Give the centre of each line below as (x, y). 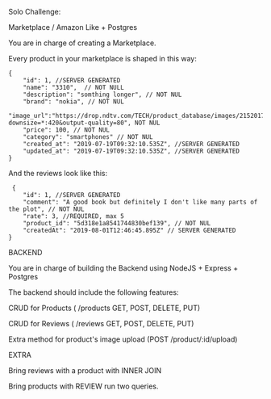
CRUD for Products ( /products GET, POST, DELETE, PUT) (104, 308)
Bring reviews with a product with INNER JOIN (85, 370)
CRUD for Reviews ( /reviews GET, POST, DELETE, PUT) (101, 323)
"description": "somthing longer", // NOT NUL (102, 94)
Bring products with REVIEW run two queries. (83, 386)
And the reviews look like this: (58, 173)
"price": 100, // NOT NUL (67, 130)
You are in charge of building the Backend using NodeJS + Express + (123, 268)
